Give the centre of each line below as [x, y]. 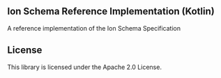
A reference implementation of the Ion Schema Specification [94, 28]
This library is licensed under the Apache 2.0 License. [85, 67]
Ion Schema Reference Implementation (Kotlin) [111, 11]
